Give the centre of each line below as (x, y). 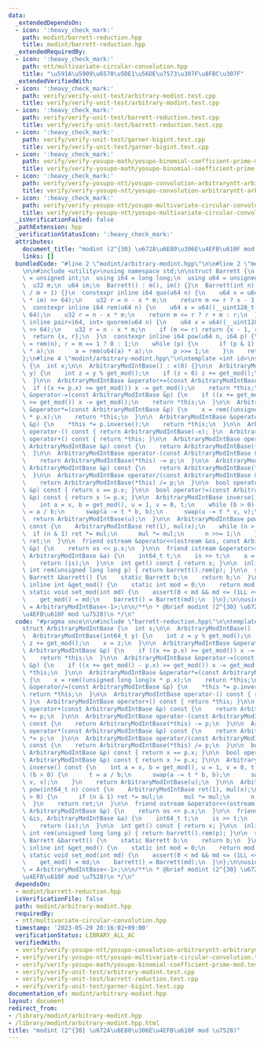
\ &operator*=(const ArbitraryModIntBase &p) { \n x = (117, 410)
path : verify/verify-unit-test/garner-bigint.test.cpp (114, 139)
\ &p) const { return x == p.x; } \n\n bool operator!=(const (126, 490)
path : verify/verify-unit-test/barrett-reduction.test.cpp (121, 118)
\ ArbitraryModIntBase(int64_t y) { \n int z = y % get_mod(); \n (137, 636)
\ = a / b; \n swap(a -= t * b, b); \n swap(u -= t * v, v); (139, 512)
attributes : (35, 242)
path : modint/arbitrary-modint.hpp (73, 906)
